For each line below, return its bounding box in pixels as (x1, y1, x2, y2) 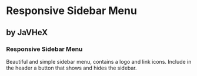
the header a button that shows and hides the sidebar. (6, 64, 137, 71)
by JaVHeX (6, 27, 48, 37)
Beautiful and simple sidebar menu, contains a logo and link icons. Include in (6, 58, 192, 65)
